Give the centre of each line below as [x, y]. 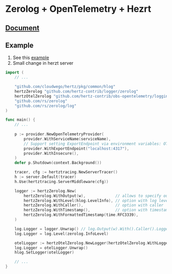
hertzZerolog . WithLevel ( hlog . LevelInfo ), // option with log [90, 200]
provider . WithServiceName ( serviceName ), [67, 139]
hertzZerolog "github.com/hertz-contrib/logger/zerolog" [77, 92]
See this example [31, 58]
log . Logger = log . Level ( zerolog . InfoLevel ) [62, 234]
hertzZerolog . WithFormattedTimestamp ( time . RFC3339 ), [81, 215]
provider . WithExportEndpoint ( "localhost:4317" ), [77, 149]
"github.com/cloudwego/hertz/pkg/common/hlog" [65, 87]
